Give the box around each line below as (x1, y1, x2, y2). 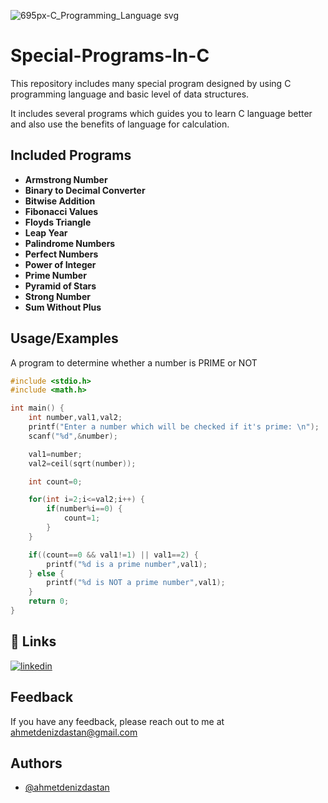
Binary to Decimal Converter (24, 184, 146, 196)
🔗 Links (10, 633, 57, 650)
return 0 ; (28, 596, 70, 607)
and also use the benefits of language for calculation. (10, 118, 230, 130)
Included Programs (10, 147, 132, 164)
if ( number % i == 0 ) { (46, 504, 123, 514)
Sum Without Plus (24, 301, 102, 313)
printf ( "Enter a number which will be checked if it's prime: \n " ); (28, 422, 320, 432)
